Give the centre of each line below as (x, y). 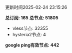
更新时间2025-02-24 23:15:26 (36, 7)
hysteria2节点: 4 (29, 34)
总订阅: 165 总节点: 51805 (32, 18)
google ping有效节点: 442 (32, 45)
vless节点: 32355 (30, 28)
